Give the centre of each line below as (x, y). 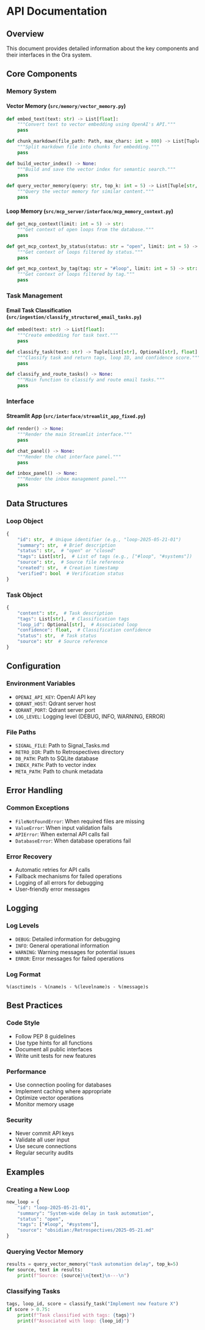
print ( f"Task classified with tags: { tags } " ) (76, 1315)
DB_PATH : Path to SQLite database (57, 758)
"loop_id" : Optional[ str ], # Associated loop (77, 624)
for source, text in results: (45, 1270)
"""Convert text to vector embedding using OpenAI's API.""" (96, 124)
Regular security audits (44, 1153)
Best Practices (34, 1006)
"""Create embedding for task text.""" (68, 336)
